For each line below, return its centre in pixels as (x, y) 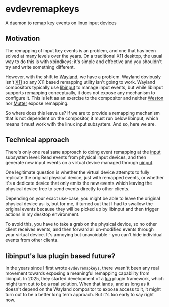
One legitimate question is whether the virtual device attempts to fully (77, 172)
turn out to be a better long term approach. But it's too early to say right (80, 295)
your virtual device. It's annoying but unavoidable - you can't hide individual (84, 234)
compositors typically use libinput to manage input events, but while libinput (84, 87)
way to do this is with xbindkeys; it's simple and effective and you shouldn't (84, 62)
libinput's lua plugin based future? (60, 256)
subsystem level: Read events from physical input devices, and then (76, 157)
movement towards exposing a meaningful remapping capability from (77, 273)
